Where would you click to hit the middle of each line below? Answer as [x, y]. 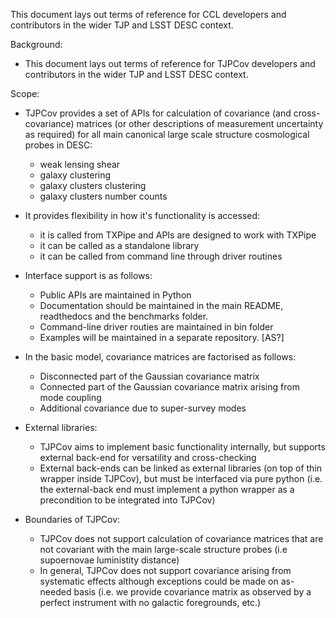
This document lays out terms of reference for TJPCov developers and [170, 63]
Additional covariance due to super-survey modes [143, 408]
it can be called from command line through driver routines [161, 256]
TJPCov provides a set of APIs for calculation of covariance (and [158, 113]
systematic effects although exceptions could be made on [159, 581]
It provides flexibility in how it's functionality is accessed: [142, 215]
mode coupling [70, 397]
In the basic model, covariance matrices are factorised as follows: [160, 357]
